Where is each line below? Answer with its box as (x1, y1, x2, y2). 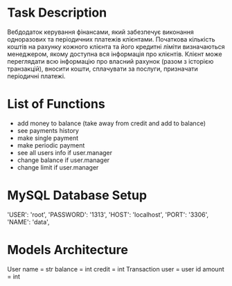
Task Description (7, 5, 107, 21)
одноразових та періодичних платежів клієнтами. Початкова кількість (7, 35, 216, 43)
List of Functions (7, 96, 105, 112)
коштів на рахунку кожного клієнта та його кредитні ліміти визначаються (7, 42, 225, 51)
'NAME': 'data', (7, 217, 50, 226)
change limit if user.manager (17, 163, 99, 171)
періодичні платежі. (7, 71, 66, 80)
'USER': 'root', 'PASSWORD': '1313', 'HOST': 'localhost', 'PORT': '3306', (7, 210, 209, 219)
